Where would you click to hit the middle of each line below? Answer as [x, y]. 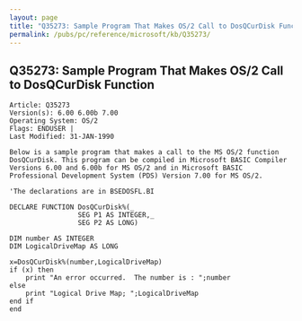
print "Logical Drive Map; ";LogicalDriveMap [112, 294]
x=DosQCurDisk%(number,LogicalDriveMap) [86, 262]
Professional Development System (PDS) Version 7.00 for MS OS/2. [136, 176]
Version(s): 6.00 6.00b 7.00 [64, 113]
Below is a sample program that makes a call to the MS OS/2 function [144, 152]
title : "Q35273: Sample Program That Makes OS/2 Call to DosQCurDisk [142, 26]
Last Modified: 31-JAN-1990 [62, 137]
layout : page [34, 17]
